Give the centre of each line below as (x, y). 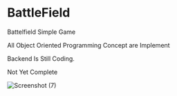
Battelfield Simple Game (41, 32)
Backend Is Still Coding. (41, 58)
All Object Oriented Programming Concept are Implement (89, 45)
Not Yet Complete (32, 72)
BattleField (39, 13)
